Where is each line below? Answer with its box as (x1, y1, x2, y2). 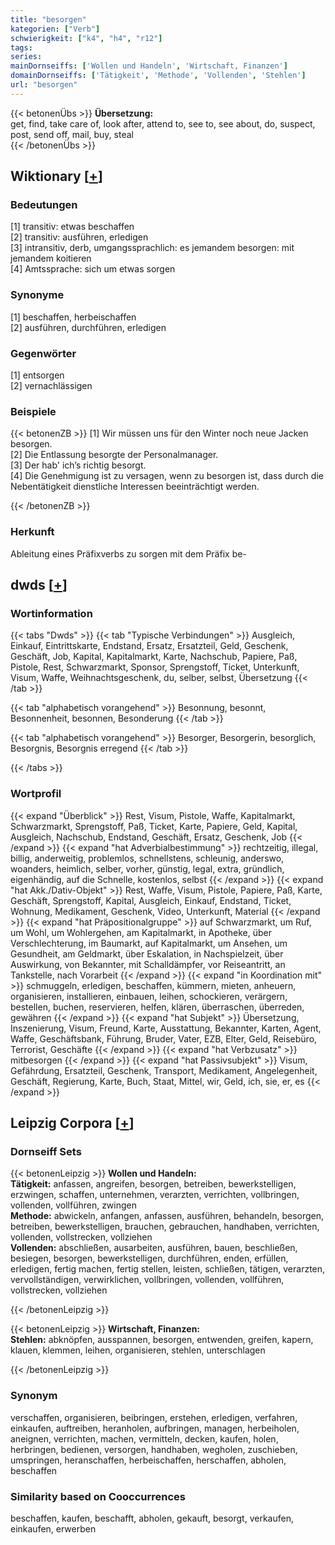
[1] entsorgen (10, 369, 65, 381)
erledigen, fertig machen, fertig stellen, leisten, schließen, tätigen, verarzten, (10, 1263, 326, 1275)
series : (10, 52, 43, 62)
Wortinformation (10, 606, 93, 620)
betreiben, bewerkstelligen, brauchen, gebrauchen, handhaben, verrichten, (10, 1221, 320, 1233)
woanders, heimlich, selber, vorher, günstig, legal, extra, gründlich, (10, 862, 285, 875)
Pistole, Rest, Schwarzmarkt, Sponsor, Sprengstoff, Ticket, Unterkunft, (10, 661, 300, 673)
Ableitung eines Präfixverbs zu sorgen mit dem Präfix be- (10, 547, 247, 560)
